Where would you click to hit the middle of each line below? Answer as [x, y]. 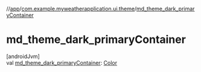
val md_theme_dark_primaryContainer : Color [62, 62]
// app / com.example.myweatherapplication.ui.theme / [72, 9]
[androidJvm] [23, 56]
